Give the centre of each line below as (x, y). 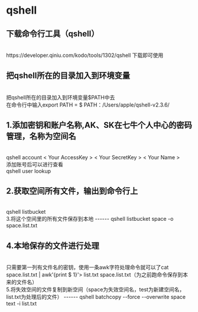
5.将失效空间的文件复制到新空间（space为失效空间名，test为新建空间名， (95, 290)
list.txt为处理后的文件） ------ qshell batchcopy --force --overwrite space (96, 297)
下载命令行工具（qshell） (53, 33)
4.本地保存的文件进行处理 (53, 245)
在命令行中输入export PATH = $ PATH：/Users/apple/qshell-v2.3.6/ (88, 105)
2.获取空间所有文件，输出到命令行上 (72, 191)
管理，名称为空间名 (41, 136)
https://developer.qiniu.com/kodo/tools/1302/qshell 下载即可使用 (85, 55)
